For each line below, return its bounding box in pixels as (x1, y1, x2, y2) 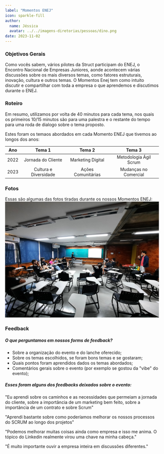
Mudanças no (120, 166, 148, 172)
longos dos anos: (5, 136, 40, 142)
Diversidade (31, 172, 55, 177)
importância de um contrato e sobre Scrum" (5, 404, 94, 410)
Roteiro (5, 100, 23, 107)
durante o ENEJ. (5, 88, 38, 94)
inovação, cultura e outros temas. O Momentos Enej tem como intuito (5, 77, 144, 83)
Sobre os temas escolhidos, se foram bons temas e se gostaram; (12, 355, 143, 361)
